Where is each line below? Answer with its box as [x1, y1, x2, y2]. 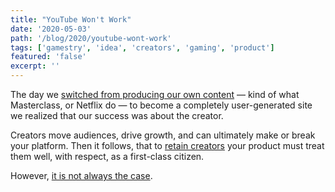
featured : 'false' [10, 52, 87, 62]
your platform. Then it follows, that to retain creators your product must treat [10, 140, 325, 151]
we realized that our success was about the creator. [10, 110, 224, 121]
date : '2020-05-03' [10, 24, 92, 34]
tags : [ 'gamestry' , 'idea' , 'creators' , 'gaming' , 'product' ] [10, 42, 275, 53]
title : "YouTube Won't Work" [10, 14, 132, 25]
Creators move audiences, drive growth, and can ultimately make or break [10, 129, 316, 141]
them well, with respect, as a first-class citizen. [10, 151, 205, 162]
